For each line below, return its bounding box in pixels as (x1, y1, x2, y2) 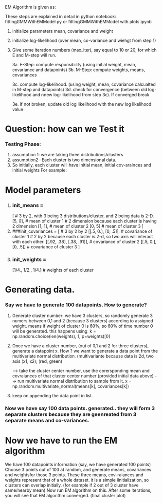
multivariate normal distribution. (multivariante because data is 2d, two (12, 353, 154, 359)
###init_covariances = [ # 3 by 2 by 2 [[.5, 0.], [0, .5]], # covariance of (12, 228, 153, 234)
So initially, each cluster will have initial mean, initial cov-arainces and (12, 162, 152, 168)
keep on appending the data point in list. (12, 392, 93, 398)
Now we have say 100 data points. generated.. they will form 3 (5, 405, 155, 411)
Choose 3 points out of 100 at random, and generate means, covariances (5, 466, 152, 472)
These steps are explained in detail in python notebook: (5, 14, 116, 19)
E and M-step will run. (12, 52, 56, 58)
